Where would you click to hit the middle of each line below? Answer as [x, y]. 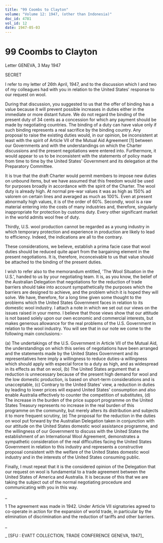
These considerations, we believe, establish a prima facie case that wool [78, 246]
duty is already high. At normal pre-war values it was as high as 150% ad [78, 191]
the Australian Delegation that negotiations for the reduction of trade [74, 282]
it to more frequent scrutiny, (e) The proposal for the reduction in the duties [80, 416]
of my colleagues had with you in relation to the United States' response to [80, 90]
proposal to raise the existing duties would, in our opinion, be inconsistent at [81, 135]
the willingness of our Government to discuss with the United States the [77, 431]
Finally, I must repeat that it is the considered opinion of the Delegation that [80, 467]
